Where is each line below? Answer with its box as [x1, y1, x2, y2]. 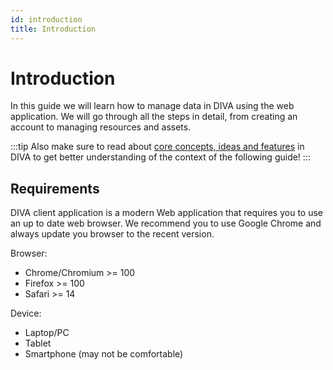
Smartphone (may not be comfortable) [24, 348, 184, 360]
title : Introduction [10, 24, 97, 34]
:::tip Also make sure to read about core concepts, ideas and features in [10, 141, 305, 153]
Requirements [10, 180, 100, 197]
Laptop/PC [24, 327, 70, 339]
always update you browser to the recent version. [10, 228, 215, 240]
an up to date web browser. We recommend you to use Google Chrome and [10, 217, 322, 230]
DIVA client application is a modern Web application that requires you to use [10, 207, 323, 219]
